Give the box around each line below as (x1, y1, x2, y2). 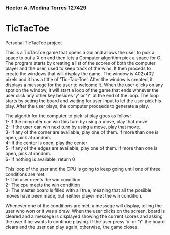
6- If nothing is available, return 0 (5, 156, 75, 162)
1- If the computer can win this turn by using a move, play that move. (5, 118, 149, 124)
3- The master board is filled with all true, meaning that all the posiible (5, 187, 152, 193)
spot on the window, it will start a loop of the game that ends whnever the (5, 87, 159, 93)
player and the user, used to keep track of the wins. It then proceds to (5, 65, 151, 71)
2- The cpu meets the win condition (5, 182, 80, 188)
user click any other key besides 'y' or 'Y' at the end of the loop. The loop (5, 92, 159, 98)
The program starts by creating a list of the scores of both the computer (5, 60, 156, 66)
